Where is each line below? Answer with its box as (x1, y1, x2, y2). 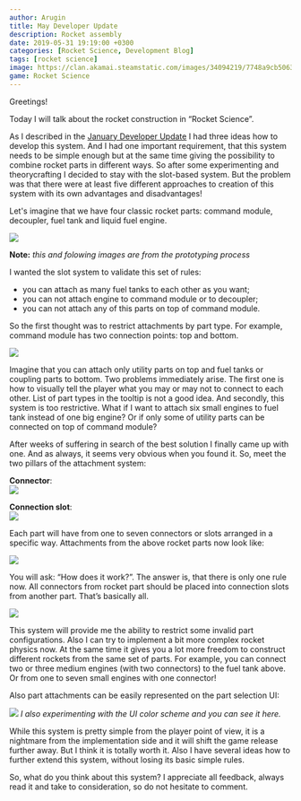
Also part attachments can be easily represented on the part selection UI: (9, 690, 280, 701)
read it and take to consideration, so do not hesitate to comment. (9, 781, 248, 792)
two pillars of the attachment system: (9, 457, 146, 468)
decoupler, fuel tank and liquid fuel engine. (9, 214, 168, 225)
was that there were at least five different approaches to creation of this (9, 178, 275, 189)
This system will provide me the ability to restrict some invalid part (9, 624, 254, 635)
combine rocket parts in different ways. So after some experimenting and (9, 159, 279, 170)
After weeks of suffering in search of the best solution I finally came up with (9, 439, 289, 449)
